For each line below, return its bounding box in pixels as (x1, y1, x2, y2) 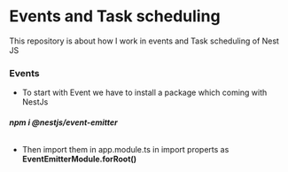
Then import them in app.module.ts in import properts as (21, 145, 230, 155)
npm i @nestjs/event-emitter (9, 117, 118, 128)
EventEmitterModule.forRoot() (21, 153, 137, 165)
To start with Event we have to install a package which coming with (21, 87, 268, 98)
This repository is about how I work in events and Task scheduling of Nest (9, 35, 279, 46)
